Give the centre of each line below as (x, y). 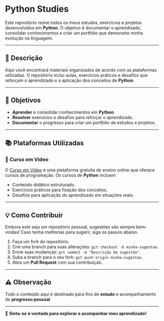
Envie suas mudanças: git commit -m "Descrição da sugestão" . (76, 252)
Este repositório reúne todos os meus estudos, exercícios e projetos (73, 23)
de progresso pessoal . (28, 299)
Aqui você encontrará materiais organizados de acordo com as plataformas (81, 70)
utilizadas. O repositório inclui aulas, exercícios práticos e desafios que (76, 75)
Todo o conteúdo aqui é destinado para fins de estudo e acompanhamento (81, 294)
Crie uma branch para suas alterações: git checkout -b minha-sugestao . (85, 247)
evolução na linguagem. (29, 38)
